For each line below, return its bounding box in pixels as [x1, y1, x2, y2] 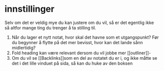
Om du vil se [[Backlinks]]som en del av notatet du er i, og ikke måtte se [11, 55, 158, 61]
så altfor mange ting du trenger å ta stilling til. [4, 24, 96, 30]
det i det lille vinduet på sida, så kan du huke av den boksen [11, 60, 133, 66]
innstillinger [4, 3, 55, 15]
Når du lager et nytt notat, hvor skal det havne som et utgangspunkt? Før [11, 34, 159, 40]
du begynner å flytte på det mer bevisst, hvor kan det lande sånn [11, 39, 143, 45]
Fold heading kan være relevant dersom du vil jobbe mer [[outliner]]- [11, 50, 151, 56]
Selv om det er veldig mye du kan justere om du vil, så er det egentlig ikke [4, 20, 154, 25]
